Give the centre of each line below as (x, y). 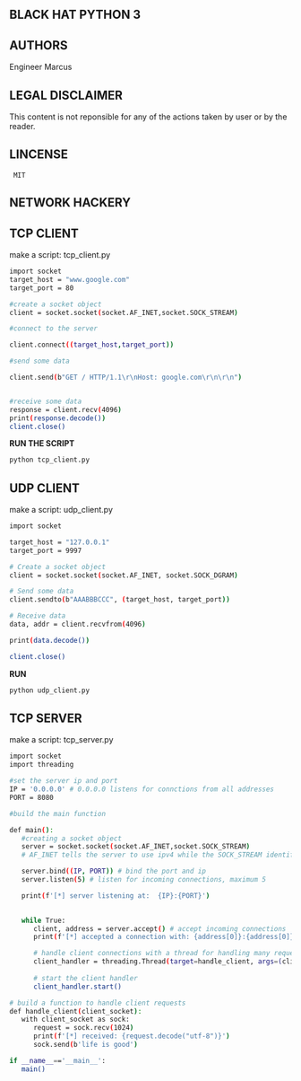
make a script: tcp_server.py (61, 740)
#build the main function (57, 813)
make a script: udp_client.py (61, 510)
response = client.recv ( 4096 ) (66, 409)
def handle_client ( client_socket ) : (76, 1011)
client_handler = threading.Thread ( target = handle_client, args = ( (157, 962)
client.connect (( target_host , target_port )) (92, 345)
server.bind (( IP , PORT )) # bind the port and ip (113, 871)
